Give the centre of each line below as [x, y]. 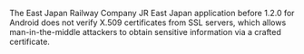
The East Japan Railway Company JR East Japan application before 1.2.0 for [152, 13]
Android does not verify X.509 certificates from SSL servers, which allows [148, 22]
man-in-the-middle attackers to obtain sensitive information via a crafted [145, 32]
